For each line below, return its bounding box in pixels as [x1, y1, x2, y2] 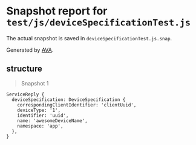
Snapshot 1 [21, 79, 49, 87]
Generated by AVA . [6, 46, 54, 54]
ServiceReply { [6, 91, 45, 97]
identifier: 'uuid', [17, 113, 69, 119]
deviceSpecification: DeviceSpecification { [11, 96, 126, 103]
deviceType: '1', [17, 107, 61, 113]
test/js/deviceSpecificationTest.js [6, 17, 191, 28]
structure [6, 64, 42, 74]
